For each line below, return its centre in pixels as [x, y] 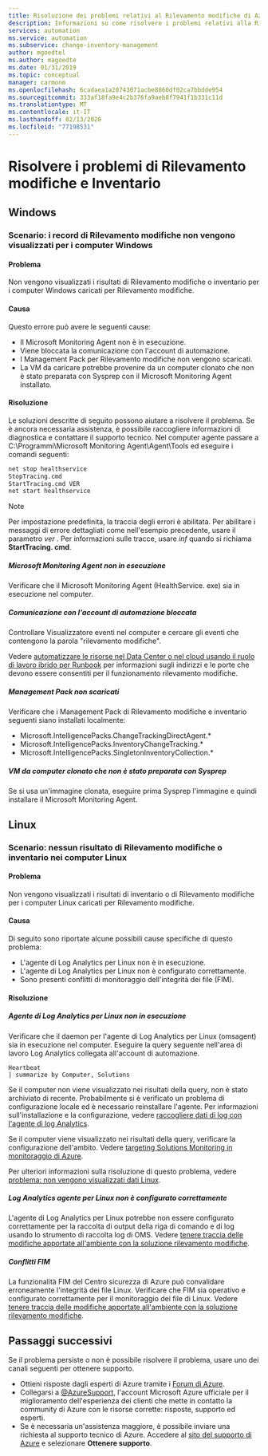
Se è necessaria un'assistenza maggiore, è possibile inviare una [125, 1426]
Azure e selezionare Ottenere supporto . [86, 1443]
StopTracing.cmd [35, 476]
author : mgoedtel [37, 53]
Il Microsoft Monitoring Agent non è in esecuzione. [103, 342]
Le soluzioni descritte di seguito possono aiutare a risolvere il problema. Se [132, 420]
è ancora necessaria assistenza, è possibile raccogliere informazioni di [124, 428]
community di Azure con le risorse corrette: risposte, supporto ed [128, 1410]
